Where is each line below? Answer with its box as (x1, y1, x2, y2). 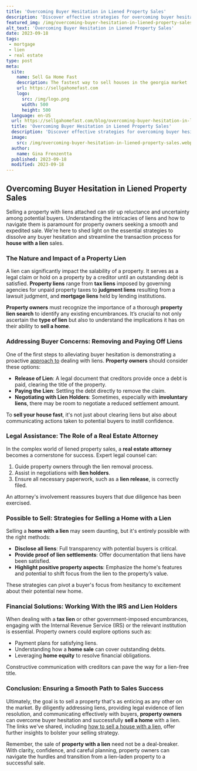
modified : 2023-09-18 (11, 162, 64, 168)
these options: (6, 363, 41, 371)
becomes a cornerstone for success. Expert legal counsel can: (6, 451, 158, 459)
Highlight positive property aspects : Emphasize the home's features (14, 564, 182, 571)
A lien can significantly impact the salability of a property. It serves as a (6, 268, 179, 275)
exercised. (6, 499, 31, 506)
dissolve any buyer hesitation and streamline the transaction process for (6, 233, 181, 240)
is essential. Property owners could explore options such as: (6, 628, 152, 635)
